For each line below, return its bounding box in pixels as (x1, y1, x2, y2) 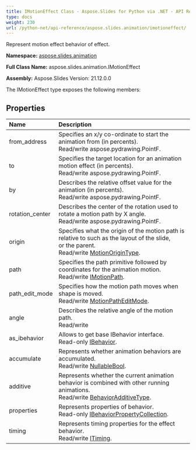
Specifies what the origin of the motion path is (58, 227, 185, 235)
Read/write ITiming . (58, 434, 112, 442)
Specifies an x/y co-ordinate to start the (58, 130, 169, 139)
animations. (58, 386, 90, 394)
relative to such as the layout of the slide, (58, 234, 171, 243)
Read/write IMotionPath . (58, 273, 125, 281)
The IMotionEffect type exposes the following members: (6, 86, 141, 94)
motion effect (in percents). (58, 162, 134, 170)
